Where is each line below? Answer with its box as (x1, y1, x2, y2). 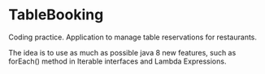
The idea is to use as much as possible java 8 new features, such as (8, 47, 237, 57)
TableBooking (8, 6, 104, 24)
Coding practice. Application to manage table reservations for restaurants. (8, 32, 258, 42)
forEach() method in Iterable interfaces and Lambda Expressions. (8, 56, 227, 66)
